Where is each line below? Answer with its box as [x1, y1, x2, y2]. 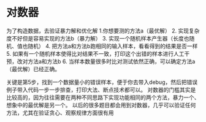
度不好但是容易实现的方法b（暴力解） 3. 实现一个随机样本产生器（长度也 [6, 34, 189, 42]
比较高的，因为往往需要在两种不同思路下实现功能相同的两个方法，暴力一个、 [6, 93, 200, 101]
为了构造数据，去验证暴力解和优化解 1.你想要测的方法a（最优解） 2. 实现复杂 [6, 27, 200, 34]
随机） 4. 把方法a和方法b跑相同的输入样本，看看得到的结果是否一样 [27, 42, 198, 50]
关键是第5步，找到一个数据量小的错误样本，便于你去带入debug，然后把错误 [6, 78, 198, 86]
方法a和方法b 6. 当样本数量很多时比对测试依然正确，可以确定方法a [27, 58, 196, 65]
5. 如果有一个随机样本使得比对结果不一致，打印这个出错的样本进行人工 [6, 50, 185, 57]
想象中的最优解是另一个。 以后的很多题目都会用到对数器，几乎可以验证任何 [6, 101, 196, 109]
